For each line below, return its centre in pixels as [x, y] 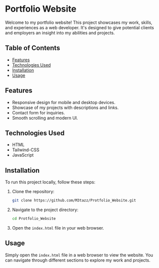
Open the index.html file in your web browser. [58, 228]
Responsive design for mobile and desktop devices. [64, 102]
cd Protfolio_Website [34, 219]
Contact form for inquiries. [39, 112]
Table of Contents [33, 48]
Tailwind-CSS [26, 150]
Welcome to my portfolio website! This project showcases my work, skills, [79, 22]
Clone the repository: [33, 192]
